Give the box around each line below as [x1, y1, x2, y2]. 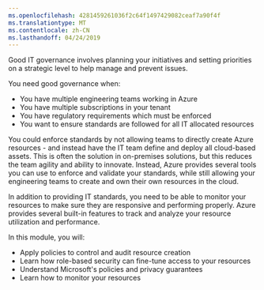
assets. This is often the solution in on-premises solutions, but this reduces [8, 152, 253, 161]
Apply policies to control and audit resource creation [19, 248, 191, 258]
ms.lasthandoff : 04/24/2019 [8, 33, 101, 42]
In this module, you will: [8, 232, 85, 242]
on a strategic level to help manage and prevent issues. [8, 64, 188, 73]
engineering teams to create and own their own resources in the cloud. [8, 177, 239, 186]
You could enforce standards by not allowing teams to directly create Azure [8, 135, 255, 145]
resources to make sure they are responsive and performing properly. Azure [8, 201, 256, 210]
